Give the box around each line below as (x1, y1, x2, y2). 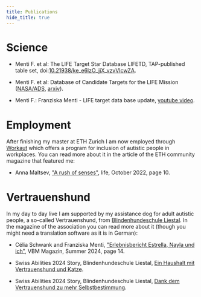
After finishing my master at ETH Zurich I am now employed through (6, 138, 176, 145)
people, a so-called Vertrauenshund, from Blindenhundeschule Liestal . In (6, 217, 188, 224)
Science (6, 41, 48, 54)
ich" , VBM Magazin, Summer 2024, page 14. (14, 247, 125, 255)
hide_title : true (6, 15, 50, 21)
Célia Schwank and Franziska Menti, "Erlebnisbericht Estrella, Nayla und (14, 241, 195, 249)
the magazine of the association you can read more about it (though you (6, 223, 186, 230)
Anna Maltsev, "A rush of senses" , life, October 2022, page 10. (14, 169, 170, 176)
